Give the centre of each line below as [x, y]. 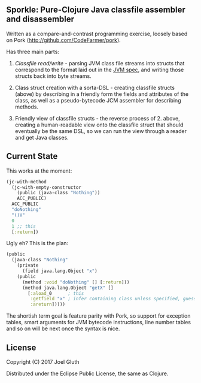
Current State [32, 156]
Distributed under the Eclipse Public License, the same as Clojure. [87, 373]
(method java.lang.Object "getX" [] [68, 288]
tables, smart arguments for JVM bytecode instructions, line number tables [99, 322]
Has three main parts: [33, 52]
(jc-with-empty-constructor [47, 187]
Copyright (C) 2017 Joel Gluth [43, 361]
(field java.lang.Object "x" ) [60, 271]
